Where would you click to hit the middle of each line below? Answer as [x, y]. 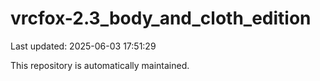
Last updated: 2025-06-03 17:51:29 [83, 46]
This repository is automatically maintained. [100, 65]
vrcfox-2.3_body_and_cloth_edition [161, 18]
